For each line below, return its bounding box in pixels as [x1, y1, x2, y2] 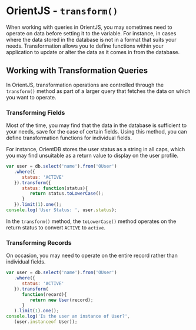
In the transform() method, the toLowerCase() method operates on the [6, 218, 177, 225]
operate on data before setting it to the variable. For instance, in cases [6, 29, 177, 36]
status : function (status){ [21, 185, 88, 191]
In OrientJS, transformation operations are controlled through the [6, 81, 164, 88]
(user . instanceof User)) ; [14, 319, 78, 325]
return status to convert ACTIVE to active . [6, 224, 106, 231]
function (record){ [21, 291, 67, 298]
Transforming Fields [6, 108, 65, 116]
